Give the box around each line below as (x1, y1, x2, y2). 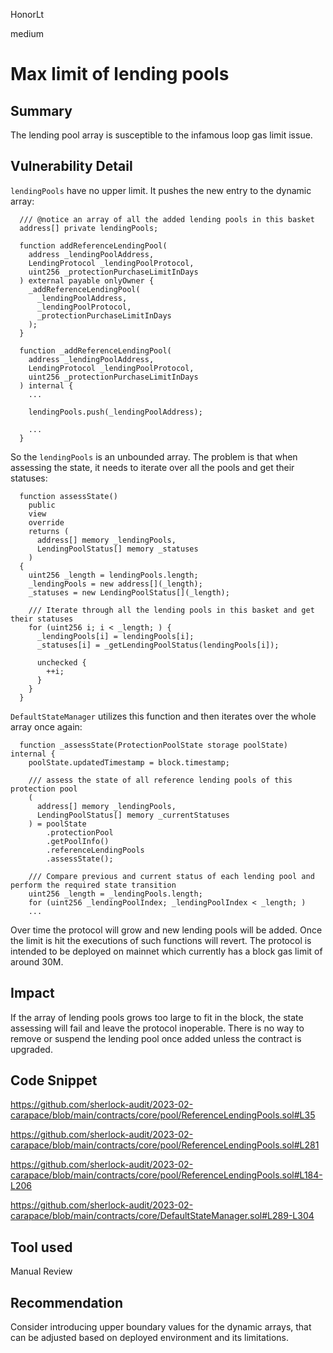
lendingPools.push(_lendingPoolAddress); (28, 407, 203, 417)
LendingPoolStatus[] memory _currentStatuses (36, 810, 230, 820)
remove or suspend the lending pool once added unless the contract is (10, 1032, 302, 1044)
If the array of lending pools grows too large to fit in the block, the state (10, 1011, 304, 1023)
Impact (10, 985, 55, 1002)
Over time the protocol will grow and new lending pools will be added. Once (10, 924, 323, 936)
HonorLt (10, 9, 45, 20)
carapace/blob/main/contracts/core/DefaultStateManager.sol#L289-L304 (10, 1210, 315, 1222)
